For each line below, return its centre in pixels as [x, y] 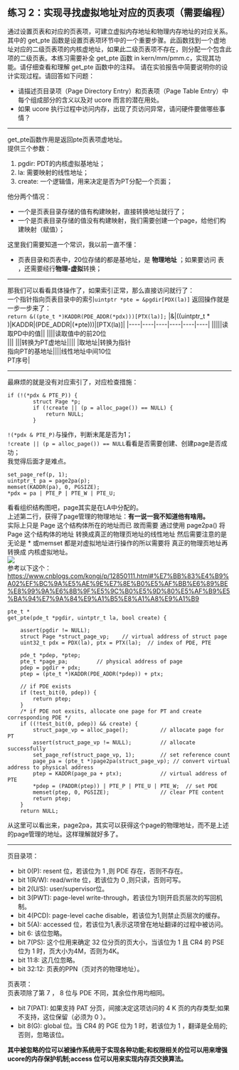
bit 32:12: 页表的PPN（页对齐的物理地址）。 [80, 969]
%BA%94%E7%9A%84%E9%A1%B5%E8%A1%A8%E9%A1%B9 [103, 598]
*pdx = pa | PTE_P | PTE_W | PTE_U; [62, 493]
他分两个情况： [29, 196]
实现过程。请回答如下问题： [54, 75]
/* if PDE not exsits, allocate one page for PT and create [111, 711]
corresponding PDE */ [39, 718]
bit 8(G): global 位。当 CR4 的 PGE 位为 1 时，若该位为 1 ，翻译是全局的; [123, 1026]
